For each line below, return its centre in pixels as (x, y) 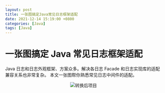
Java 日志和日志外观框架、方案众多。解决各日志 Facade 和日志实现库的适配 (82, 69)
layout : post (19, 10)
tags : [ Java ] (19, 28)
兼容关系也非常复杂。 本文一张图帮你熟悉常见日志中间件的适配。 (71, 75)
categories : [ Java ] (25, 23)
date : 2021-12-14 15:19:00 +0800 (40, 19)
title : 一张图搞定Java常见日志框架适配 (41, 14)
